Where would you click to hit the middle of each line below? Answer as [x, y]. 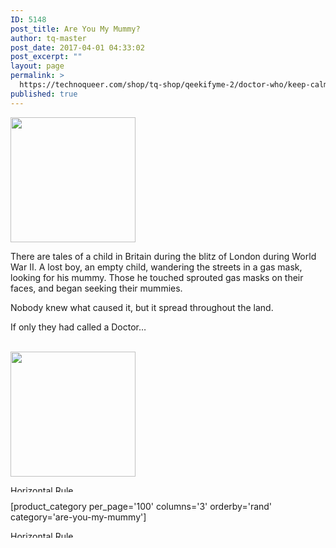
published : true [44, 94]
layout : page [37, 66]
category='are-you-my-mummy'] [78, 517]
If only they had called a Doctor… [78, 327]
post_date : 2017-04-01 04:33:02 [77, 47]
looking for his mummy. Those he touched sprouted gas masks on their [157, 277]
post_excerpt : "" [46, 57]
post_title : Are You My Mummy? [75, 29]
